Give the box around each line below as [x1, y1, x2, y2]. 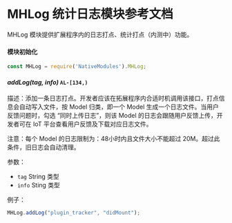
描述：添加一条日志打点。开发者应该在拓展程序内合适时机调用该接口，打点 [7, 94, 219, 103]
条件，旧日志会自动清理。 [7, 143, 80, 151]
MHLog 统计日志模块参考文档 [7, 6, 174, 22]
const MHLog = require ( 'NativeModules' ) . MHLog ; [7, 63, 147, 70]
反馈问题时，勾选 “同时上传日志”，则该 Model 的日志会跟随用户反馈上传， [7, 111, 217, 120]
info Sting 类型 [17, 181, 61, 189]
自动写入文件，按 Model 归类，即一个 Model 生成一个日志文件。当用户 [19, 103, 220, 111]
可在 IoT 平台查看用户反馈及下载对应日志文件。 [19, 120, 153, 128]
